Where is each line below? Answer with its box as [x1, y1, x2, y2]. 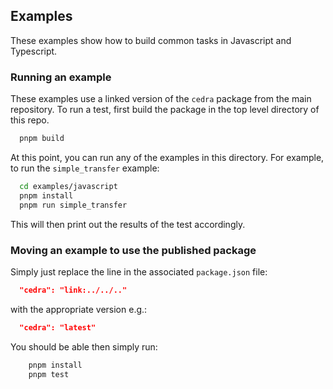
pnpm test [28, 369, 70, 379]
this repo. [10, 114, 50, 126]
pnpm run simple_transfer [19, 200, 128, 210]
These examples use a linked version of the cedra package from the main [10, 93, 312, 105]
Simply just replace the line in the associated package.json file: [10, 265, 268, 278]
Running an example [10, 70, 112, 84]
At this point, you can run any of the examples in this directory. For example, [10, 151, 325, 163]
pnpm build [19, 134, 65, 144]
